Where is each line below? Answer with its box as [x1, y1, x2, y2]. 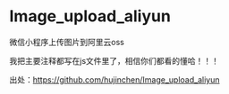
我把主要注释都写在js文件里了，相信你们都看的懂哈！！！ [9, 55, 219, 66]
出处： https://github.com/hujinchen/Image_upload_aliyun [9, 74, 220, 85]
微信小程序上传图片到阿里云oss [9, 36, 125, 47]
